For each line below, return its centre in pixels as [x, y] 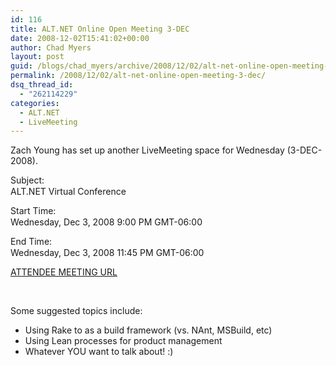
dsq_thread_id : [42, 85]
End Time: [31, 242]
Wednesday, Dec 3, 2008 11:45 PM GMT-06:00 [107, 253]
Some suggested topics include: [76, 311]
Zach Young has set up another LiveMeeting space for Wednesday [147, 150]
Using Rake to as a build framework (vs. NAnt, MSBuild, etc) [148, 330]
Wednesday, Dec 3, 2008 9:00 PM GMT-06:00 [106, 222]
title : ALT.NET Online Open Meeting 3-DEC [100, 29]
